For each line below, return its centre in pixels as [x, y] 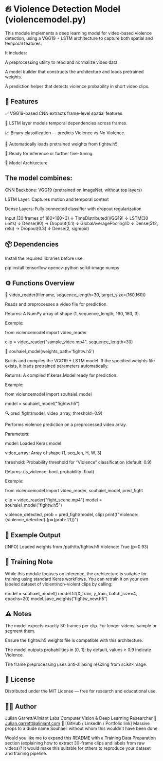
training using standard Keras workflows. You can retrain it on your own [77, 579]
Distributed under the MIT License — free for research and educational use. [81, 691]
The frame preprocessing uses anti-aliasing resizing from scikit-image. [76, 664]
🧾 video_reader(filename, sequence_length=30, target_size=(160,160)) [75, 295]
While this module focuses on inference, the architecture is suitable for [76, 574]
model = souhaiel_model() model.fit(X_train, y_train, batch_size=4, [71, 593]
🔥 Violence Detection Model [63, 9]
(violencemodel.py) [45, 20]
